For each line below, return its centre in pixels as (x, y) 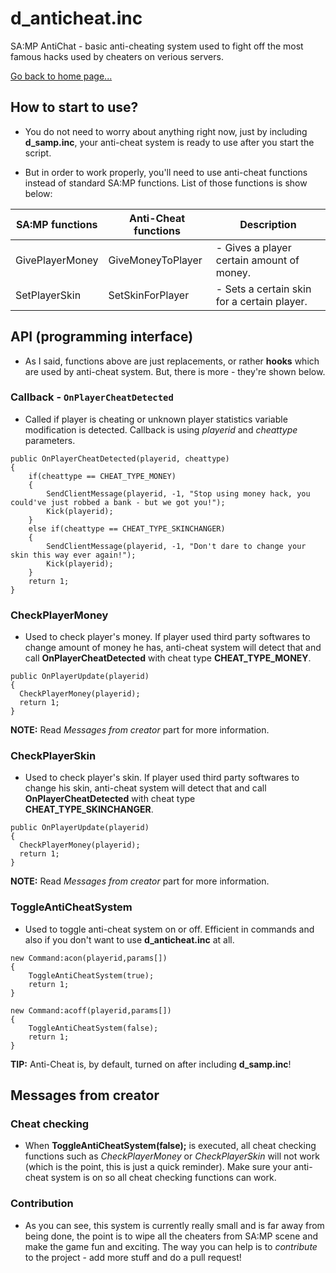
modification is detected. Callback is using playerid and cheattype (161, 429)
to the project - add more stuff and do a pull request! (133, 1257)
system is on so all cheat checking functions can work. (163, 1178)
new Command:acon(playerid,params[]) (89, 958)
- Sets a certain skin (263, 289)
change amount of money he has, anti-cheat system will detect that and (173, 648)
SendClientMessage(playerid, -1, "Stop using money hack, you (178, 493)
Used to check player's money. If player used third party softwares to (167, 637)
